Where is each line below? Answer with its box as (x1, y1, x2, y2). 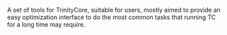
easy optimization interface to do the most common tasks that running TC (7, 13, 216, 21)
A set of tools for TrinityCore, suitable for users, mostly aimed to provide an (7, 6, 221, 14)
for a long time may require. (7, 21, 86, 28)
